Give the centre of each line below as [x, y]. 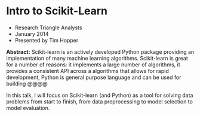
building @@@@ [27, 83]
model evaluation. [28, 108]
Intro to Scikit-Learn [57, 11]
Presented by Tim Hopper [47, 40]
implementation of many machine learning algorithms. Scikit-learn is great [97, 58]
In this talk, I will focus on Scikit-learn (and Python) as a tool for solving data [100, 95]
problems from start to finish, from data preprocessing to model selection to [99, 101]
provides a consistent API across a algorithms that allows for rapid [87, 71]
